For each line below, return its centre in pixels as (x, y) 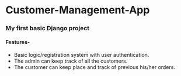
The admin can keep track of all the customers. (71, 61)
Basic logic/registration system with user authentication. (81, 55)
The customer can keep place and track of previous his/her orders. (95, 67)
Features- (18, 42)
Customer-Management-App (78, 10)
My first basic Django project (48, 28)
